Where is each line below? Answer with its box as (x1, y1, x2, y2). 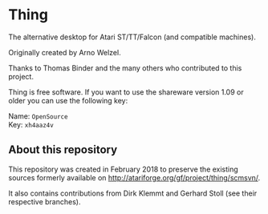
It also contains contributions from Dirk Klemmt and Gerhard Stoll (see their (8, 188, 258, 198)
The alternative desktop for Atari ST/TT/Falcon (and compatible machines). (8, 32, 257, 42)
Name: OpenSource (8, 111, 68, 121)
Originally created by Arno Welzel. (8, 47, 122, 57)
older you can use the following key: (8, 95, 128, 105)
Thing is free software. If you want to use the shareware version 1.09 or (8, 87, 244, 97)
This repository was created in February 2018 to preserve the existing (8, 164, 238, 174)
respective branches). (8, 196, 81, 206)
